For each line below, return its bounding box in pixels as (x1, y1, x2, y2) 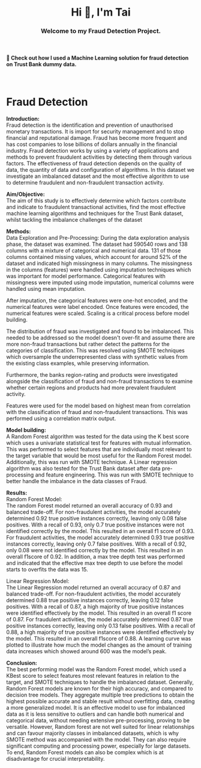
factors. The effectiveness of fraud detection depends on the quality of (6, 159, 182, 167)
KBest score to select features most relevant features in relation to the (6, 672, 179, 679)
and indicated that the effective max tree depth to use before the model (6, 559, 183, 567)
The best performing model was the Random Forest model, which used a (6, 665, 187, 672)
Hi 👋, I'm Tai (71, 5, 131, 19)
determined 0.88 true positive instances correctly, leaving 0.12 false (6, 596, 173, 603)
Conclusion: (6, 659, 38, 666)
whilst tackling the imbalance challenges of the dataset (6, 216, 142, 223)
